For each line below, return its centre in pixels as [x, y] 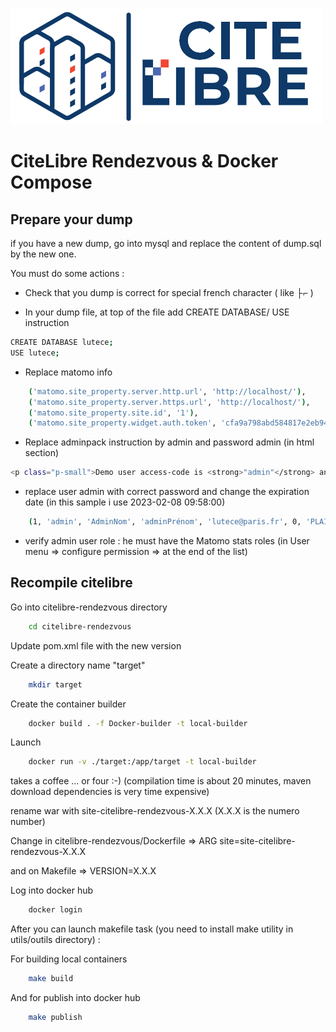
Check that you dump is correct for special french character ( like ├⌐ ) [169, 292]
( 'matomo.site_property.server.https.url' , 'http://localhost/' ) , [169, 402]
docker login [55, 910]
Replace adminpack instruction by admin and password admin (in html [169, 442]
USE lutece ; [35, 353]
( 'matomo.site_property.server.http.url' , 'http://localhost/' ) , [167, 391]
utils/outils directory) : [55, 940]
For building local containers [69, 959]
